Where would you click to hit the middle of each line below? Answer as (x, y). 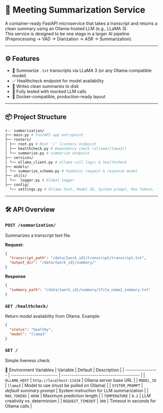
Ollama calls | (19, 406)
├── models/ (17, 167)
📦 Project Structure (36, 117)
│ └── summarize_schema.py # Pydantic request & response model (71, 171)
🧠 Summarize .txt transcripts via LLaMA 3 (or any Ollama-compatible (82, 70)
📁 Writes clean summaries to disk (45, 86)
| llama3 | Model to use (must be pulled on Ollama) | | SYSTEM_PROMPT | (74, 385)
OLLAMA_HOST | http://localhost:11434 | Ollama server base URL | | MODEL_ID (81, 380)
